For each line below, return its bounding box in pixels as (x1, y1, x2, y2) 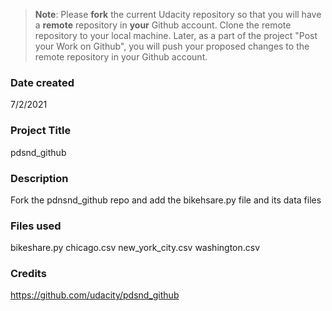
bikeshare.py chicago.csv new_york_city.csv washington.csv (10, 242, 261, 254)
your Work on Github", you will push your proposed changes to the (34, 40, 310, 52)
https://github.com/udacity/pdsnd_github (10, 289, 180, 301)
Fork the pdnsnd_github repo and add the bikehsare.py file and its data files (10, 194, 322, 206)
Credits (10, 267, 47, 281)
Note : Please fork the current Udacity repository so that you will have (34, 9, 322, 20)
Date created (10, 75, 75, 89)
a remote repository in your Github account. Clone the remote (34, 19, 292, 31)
